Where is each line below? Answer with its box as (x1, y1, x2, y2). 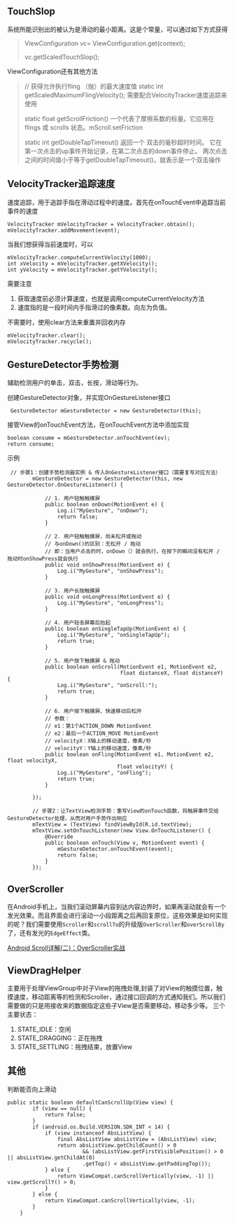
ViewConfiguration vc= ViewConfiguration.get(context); (24, 39, 185, 48)
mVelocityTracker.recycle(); (7, 338, 92, 345)
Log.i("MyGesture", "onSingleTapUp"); (57, 632, 171, 639)
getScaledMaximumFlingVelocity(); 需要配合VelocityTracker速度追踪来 (24, 90, 227, 99)
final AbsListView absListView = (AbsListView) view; (57, 1135, 218, 1142)
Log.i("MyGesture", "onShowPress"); (57, 567, 164, 575)
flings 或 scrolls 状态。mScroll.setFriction (24, 123, 143, 132)
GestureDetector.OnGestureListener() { (7, 481, 124, 489)
